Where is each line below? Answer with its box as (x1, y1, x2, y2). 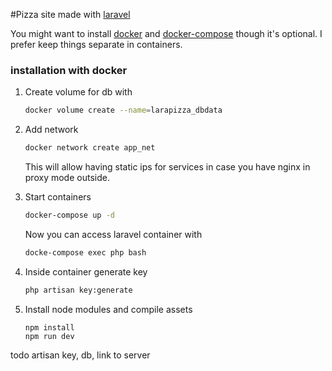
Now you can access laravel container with (24, 228, 203, 240)
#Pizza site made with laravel (10, 9, 131, 20)
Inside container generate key (24, 265, 148, 278)
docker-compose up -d (24, 210, 115, 221)
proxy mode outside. (24, 172, 110, 184)
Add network (24, 124, 79, 136)
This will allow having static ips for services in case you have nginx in (24, 161, 311, 173)
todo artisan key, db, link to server (10, 349, 151, 361)
